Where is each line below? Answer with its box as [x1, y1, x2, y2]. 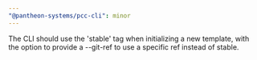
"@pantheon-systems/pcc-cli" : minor [8, 11, 131, 20]
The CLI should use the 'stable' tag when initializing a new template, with [8, 34, 250, 43]
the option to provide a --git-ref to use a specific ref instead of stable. [8, 42, 239, 52]
